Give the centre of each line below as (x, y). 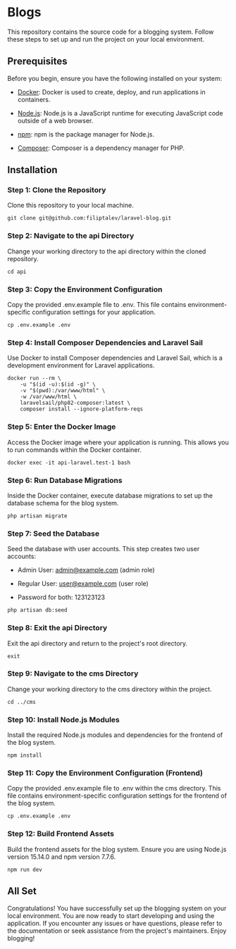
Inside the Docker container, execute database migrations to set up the (110, 495)
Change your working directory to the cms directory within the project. (110, 689)
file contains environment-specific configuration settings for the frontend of (117, 796)
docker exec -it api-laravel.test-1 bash (69, 463)
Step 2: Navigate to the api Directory (71, 236)
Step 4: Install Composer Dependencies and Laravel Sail (105, 342)
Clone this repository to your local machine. (70, 206)
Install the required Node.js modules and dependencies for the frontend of (115, 735)
